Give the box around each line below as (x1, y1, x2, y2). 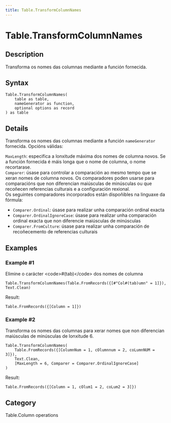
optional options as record (14, 106, 74, 111)
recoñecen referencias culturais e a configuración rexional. (5, 186, 130, 192)
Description (5, 50, 44, 59)
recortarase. (5, 164, 32, 170)
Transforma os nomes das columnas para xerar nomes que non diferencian (5, 327, 165, 334)
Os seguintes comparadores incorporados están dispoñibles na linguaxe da (5, 191, 165, 198)
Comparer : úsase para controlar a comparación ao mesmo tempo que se (5, 170, 157, 176)
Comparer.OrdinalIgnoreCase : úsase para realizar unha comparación (12, 212, 157, 218)
